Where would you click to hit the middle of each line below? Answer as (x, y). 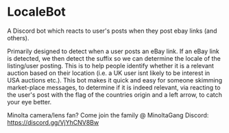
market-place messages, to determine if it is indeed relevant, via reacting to (114, 87)
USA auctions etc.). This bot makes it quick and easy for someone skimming (115, 80)
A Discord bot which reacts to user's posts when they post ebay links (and (112, 31)
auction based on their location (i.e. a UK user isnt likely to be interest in (109, 73)
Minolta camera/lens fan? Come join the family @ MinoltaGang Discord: (108, 115)
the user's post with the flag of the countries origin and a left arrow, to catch (115, 94)
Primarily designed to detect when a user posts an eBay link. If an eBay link (113, 51)
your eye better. (29, 102)
